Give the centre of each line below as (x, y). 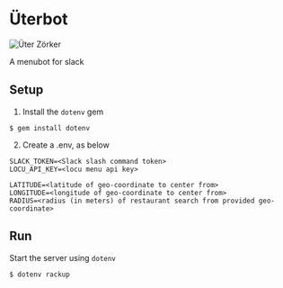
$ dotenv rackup (40, 274)
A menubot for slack (47, 61)
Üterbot (39, 19)
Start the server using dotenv (63, 257)
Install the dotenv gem (63, 112)
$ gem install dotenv (50, 128)
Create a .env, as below (66, 145)
